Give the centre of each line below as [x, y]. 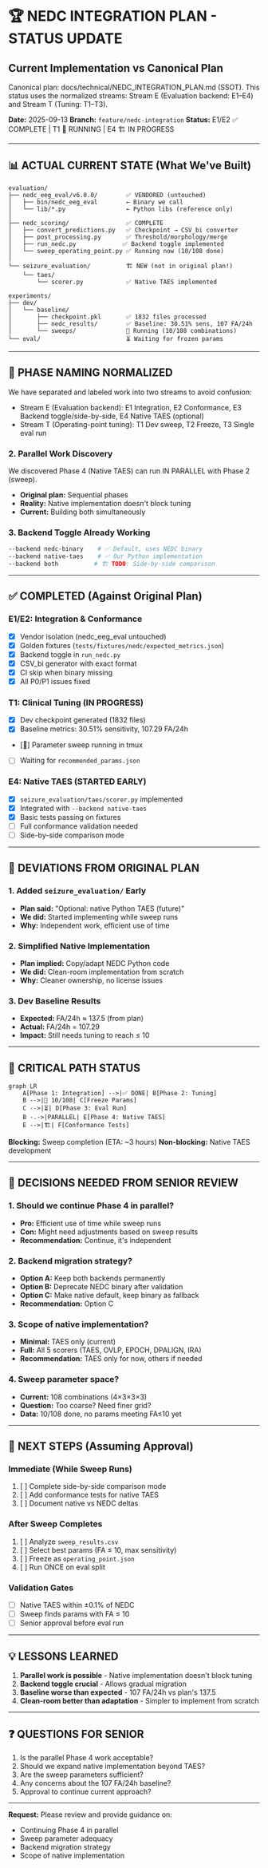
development [30, 1150]
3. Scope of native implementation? [79, 1324]
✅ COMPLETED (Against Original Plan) [105, 596]
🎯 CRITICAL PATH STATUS [75, 1068]
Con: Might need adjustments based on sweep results [109, 1232]
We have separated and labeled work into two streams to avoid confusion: [130, 392]
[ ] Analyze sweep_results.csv [69, 1541]
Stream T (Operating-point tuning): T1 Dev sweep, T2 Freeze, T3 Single [137, 424]
